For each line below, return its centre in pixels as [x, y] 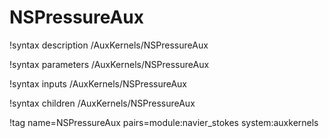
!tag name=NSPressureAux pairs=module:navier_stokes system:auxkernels [164, 122]
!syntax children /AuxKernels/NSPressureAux [102, 103]
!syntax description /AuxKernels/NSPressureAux [109, 45]
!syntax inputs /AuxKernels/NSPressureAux [98, 83]
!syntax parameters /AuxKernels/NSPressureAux [109, 64]
